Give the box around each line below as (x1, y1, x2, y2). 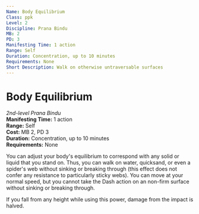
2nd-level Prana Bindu (6, 110, 61, 117)
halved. (6, 202, 24, 209)
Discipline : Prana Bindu (6, 25, 68, 32)
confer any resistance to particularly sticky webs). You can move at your (6, 172, 184, 179)
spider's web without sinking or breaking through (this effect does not (6, 165, 177, 173)
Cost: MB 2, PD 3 (6, 129, 49, 136)
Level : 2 (6, 20, 28, 26)
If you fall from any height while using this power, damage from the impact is (6, 196, 194, 203)
